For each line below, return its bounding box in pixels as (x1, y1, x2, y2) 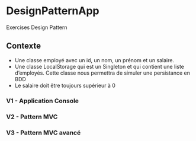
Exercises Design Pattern (6, 24, 68, 31)
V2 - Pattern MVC (6, 113, 58, 121)
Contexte (6, 41, 41, 51)
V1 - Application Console (6, 97, 79, 105)
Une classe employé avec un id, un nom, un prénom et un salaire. (14, 56, 175, 63)
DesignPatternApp (6, 4, 99, 18)
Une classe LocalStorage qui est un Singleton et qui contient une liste (14, 63, 185, 70)
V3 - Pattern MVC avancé (6, 129, 81, 137)
